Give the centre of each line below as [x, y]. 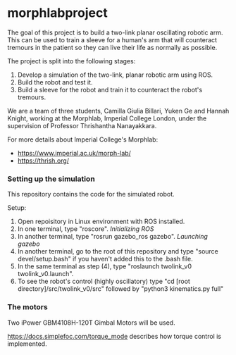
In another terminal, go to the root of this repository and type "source [118, 251]
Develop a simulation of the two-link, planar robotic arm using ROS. [115, 75]
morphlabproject [57, 13]
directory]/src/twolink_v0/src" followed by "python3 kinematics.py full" [120, 289]
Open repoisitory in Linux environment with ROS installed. [101, 222]
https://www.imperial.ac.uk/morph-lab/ [74, 153]
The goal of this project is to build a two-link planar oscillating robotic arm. [115, 32]
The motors [27, 307]
